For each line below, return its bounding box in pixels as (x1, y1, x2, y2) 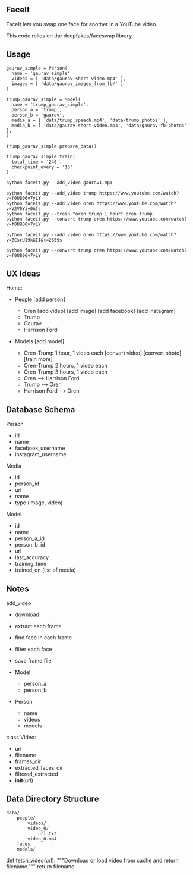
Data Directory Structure (6, 794, 99, 804)
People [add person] (14, 296, 65, 303)
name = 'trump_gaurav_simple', (11, 101, 89, 108)
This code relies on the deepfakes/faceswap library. (6, 32, 134, 39)
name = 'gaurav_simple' (11, 70, 70, 76)
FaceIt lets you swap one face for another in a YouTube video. (6, 20, 158, 27)
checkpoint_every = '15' (11, 164, 73, 170)
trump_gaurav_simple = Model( (6, 96, 81, 102)
